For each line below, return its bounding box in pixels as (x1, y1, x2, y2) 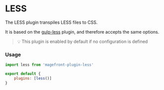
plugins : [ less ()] (14, 76, 52, 81)
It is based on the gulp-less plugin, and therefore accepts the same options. (5, 29, 160, 35)
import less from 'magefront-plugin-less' (5, 62, 94, 67)
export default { (5, 71, 41, 77)
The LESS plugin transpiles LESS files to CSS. (5, 19, 98, 25)
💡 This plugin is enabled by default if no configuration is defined (17, 38, 148, 45)
